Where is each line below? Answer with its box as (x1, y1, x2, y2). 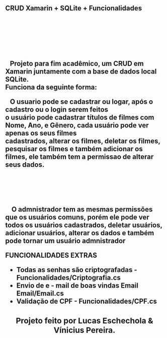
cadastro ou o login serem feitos (5, 105, 109, 114)
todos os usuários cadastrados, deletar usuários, (5, 221, 162, 229)
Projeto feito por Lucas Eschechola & (16, 316, 153, 326)
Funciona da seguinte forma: (5, 83, 97, 91)
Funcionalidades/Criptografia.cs (16, 273, 121, 282)
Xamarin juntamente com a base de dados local (5, 67, 157, 76)
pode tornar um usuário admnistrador (5, 236, 126, 245)
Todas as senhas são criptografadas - (16, 265, 137, 274)
